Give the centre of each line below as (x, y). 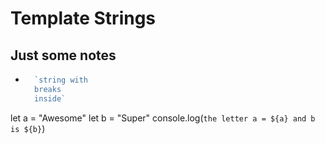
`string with (61, 80)
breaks (48, 89)
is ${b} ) (28, 128)
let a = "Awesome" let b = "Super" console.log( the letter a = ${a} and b (163, 118)
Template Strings (83, 18)
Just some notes (63, 55)
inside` (50, 98)
